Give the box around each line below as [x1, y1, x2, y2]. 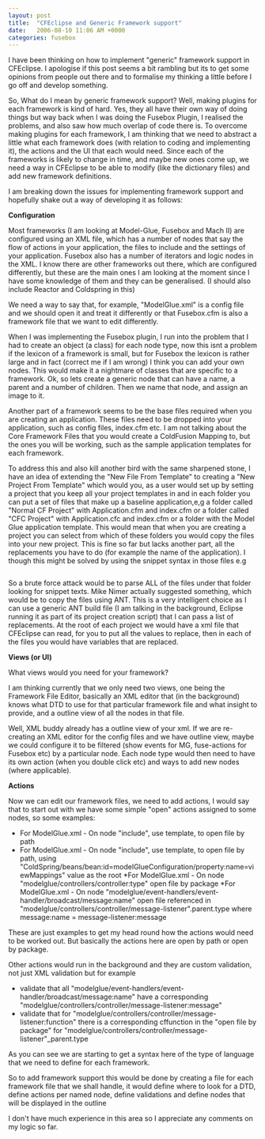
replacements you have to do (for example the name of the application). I [8, 547, 246, 558]
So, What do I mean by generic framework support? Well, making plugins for [8, 96, 257, 105]
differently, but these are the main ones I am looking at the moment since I [8, 268, 250, 278]
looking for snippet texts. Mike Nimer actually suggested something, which [8, 587, 252, 596]
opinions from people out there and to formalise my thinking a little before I [8, 72, 252, 81]
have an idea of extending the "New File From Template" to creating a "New [8, 472, 256, 482]
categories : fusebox [8, 33, 77, 42]
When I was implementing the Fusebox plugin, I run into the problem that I [8, 332, 249, 342]
